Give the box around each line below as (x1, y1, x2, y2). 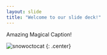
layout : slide (6, 8, 42, 15)
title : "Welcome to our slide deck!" (6, 14, 102, 20)
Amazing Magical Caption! (6, 30, 72, 38)
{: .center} (45, 42, 71, 50)
